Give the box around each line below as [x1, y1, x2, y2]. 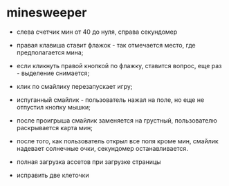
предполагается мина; [16, 48, 84, 56]
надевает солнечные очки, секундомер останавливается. [16, 144, 188, 152]
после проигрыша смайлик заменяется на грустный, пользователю [16, 116, 217, 125]
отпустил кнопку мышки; [16, 103, 91, 111]
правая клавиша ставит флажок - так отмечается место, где [16, 41, 196, 49]
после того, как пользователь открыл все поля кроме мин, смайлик [16, 136, 219, 145]
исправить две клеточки [16, 171, 89, 179]
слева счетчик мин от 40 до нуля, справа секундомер [16, 28, 178, 36]
